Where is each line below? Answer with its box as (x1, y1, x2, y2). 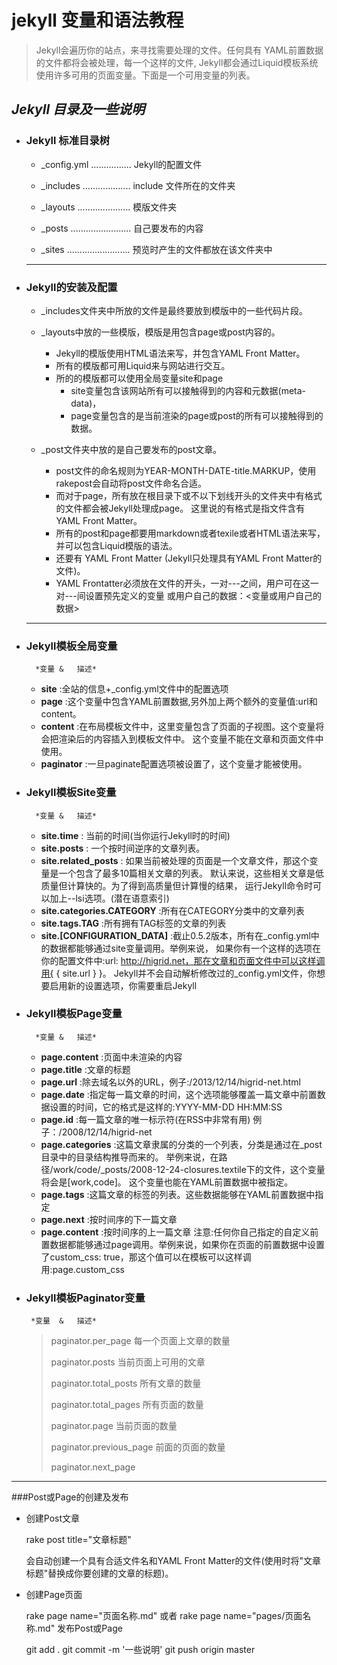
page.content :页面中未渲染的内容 (40, 1051, 183, 1063)
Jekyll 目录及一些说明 (11, 101, 146, 118)
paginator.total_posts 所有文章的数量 (50, 1377, 202, 1390)
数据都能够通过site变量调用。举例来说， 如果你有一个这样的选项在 (49, 942, 321, 954)
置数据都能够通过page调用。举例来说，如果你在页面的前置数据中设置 (40, 1238, 325, 1250)
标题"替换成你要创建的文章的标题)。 (25, 1567, 174, 1580)
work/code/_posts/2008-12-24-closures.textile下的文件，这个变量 (52, 1163, 326, 1175)
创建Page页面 (25, 1589, 83, 1601)
